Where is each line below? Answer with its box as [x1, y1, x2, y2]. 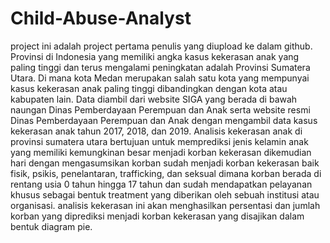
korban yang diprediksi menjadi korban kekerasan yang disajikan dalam [10, 210, 305, 222]
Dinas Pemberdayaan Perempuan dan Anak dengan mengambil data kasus [10, 114, 318, 126]
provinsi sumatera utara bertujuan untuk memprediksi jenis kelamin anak [10, 135, 309, 147]
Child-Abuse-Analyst [10, 7, 192, 30]
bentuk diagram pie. [10, 220, 93, 232]
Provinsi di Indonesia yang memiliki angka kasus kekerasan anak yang [10, 50, 300, 62]
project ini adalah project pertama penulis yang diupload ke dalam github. [10, 40, 313, 52]
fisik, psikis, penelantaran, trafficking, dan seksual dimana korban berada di [10, 167, 322, 179]
